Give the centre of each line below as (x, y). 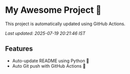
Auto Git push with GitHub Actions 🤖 (49, 66)
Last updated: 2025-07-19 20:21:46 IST (45, 33)
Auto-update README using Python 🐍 (51, 61)
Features (19, 49)
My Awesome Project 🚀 (53, 10)
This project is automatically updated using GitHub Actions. (65, 24)
